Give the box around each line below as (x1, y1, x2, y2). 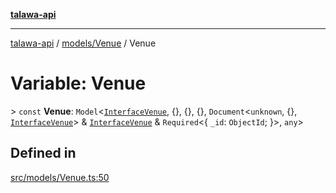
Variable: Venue (10, 72, 147, 95)
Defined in (10, 145, 77, 162)
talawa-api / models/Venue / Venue (10, 37, 157, 49)
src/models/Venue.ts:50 (10, 171, 110, 183)
